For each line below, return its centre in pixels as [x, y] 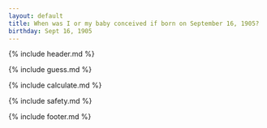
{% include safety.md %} [50, 101]
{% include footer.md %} [50, 117]
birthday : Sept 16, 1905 [50, 31]
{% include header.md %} [52, 54]
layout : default [36, 16]
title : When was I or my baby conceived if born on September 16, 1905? [134, 23]
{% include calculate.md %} [55, 85]
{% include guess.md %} [50, 70]
